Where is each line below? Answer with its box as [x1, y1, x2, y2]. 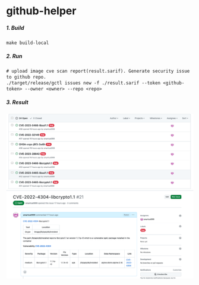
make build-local [6, 40, 49, 46]
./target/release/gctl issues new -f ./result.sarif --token [6, 80, 161, 86]
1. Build [6, 24, 25, 31]
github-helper [6, 4, 77, 18]
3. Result [6, 98, 29, 105]
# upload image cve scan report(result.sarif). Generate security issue [6, 68, 190, 74]
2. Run [6, 52, 23, 59]
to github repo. [6, 74, 46, 80]
